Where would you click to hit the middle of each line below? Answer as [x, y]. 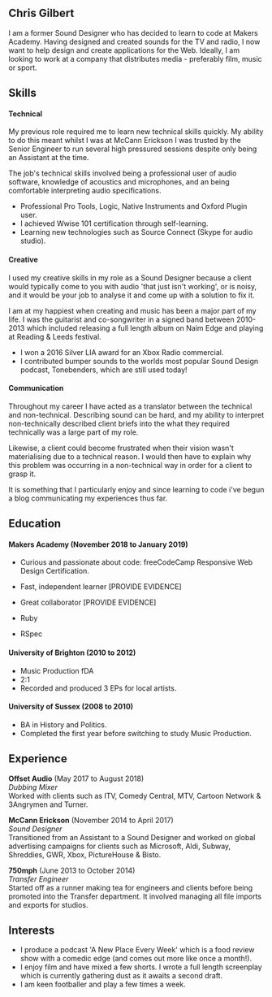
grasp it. [22, 474]
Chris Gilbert [41, 13]
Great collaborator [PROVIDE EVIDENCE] [88, 603]
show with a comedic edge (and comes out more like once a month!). [136, 959]
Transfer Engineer [39, 879]
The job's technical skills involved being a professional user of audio [123, 173]
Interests [32, 931]
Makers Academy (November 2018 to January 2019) [98, 544]
